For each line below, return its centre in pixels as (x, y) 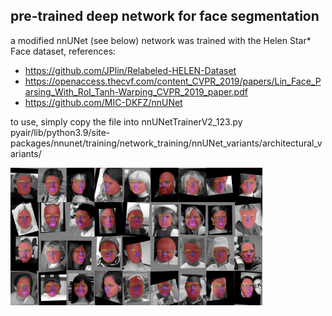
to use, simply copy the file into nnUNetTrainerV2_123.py (126, 121)
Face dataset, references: (63, 51)
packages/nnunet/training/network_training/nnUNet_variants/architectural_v (166, 143)
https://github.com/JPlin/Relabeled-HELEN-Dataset (130, 70)
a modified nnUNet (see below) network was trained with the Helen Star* (161, 40)
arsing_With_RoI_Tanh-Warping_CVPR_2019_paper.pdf (136, 91)
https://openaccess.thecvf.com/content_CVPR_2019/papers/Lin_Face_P (173, 81)
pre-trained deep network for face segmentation (165, 16)
